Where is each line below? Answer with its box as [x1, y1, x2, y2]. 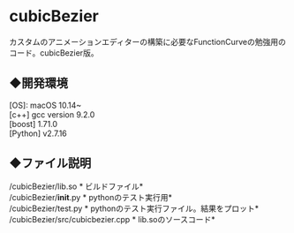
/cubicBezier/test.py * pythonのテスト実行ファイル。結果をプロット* [9, 203, 260, 214]
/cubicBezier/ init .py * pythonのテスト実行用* [9, 192, 172, 202]
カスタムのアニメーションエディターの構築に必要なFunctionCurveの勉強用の [9, 36, 287, 47]
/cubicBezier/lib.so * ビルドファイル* [9, 181, 144, 192]
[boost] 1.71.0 [9, 118, 58, 129]
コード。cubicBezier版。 [9, 47, 99, 58]
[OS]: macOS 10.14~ [9, 100, 82, 110]
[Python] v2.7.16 [9, 128, 68, 139]
